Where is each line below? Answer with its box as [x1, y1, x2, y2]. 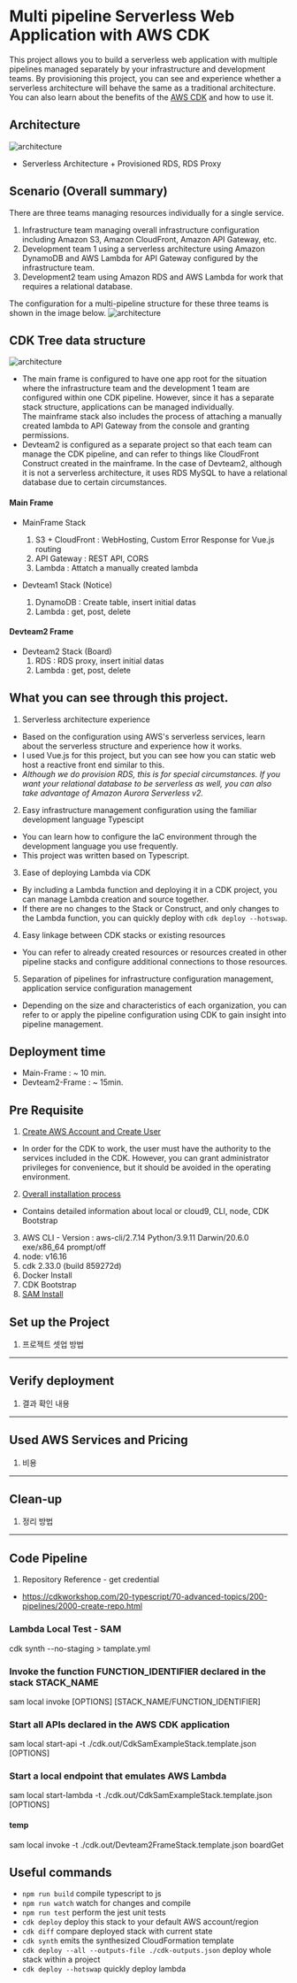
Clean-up [9, 1492, 63, 1507]
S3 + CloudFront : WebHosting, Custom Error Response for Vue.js [34, 534, 275, 545]
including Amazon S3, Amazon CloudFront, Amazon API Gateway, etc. [21, 234, 277, 244]
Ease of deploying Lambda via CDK [21, 867, 151, 878]
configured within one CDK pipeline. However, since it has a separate [21, 392, 275, 404]
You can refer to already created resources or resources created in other [21, 947, 287, 957]
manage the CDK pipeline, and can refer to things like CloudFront [21, 449, 259, 459]
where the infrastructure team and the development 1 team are [21, 383, 250, 394]
